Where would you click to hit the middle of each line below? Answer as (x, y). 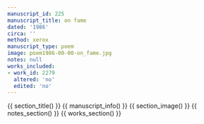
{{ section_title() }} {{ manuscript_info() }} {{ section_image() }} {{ (102, 106)
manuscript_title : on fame (47, 20)
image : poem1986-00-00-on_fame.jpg (60, 54)
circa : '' (22, 33)
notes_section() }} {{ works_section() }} (64, 113)
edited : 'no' (33, 86)
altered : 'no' (34, 79)
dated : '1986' (28, 27)
